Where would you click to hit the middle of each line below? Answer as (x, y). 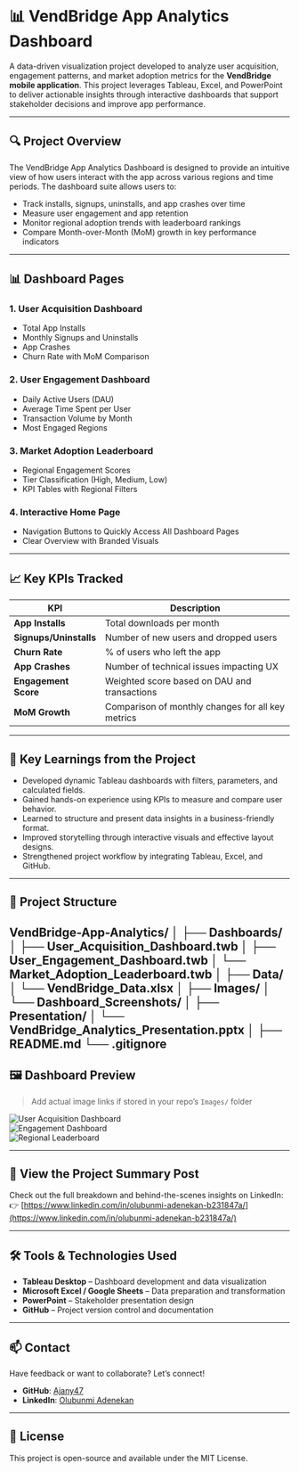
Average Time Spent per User (77, 408)
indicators (40, 242)
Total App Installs (54, 328)
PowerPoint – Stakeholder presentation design (108, 1301)
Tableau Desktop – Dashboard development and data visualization (144, 1282)
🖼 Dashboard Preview (73, 1076)
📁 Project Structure (63, 902)
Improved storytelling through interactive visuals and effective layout (148, 837)
